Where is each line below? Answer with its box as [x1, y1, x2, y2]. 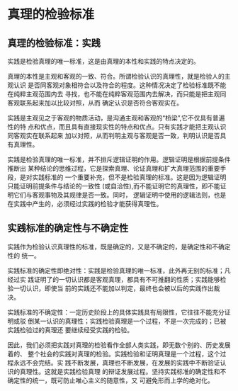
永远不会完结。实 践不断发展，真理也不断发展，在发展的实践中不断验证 [13, 358, 220, 367]
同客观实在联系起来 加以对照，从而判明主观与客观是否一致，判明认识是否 [7, 132, 220, 140]
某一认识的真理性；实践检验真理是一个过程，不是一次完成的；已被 [33, 317, 227, 325]
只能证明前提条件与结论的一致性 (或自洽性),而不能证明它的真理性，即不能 [7, 182, 221, 190]
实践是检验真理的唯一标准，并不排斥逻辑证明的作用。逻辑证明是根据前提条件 [7, 155, 231, 164]
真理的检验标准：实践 [7, 37, 101, 49]
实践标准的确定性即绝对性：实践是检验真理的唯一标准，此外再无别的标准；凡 [7, 266, 231, 275]
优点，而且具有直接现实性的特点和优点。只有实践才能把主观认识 [40, 123, 227, 131]
